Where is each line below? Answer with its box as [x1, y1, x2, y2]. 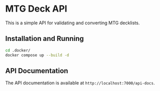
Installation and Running [5, 34, 84, 43]
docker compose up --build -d [5, 53, 70, 58]
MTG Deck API [5, 3, 68, 15]
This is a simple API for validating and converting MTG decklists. [5, 20, 140, 26]
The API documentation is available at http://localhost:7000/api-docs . [5, 80, 155, 86]
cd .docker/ [5, 48, 30, 53]
